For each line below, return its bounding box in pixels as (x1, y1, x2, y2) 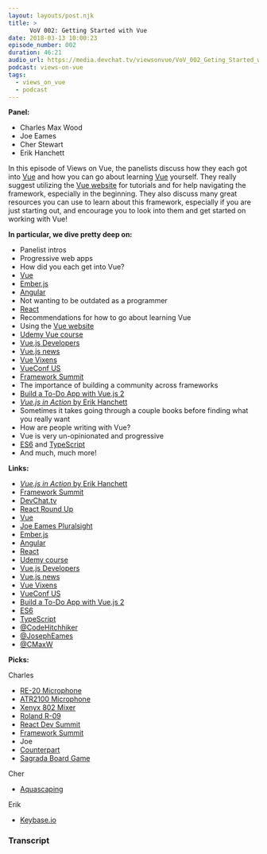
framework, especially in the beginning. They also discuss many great (8, 189, 238, 199)
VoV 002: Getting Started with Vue (29, 26, 148, 34)
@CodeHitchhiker (19, 622, 78, 633)
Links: (8, 463, 29, 474)
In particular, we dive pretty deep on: (8, 230, 133, 240)
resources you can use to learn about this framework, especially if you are (8, 197, 252, 207)
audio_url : (8, 57, 44, 64)
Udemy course (19, 555, 69, 565)
